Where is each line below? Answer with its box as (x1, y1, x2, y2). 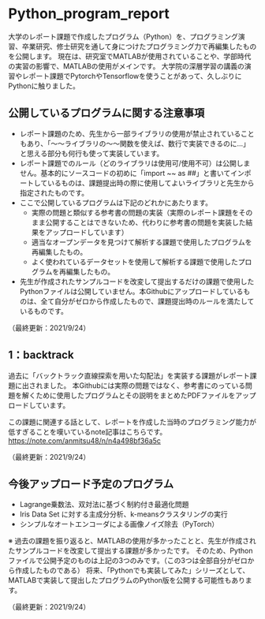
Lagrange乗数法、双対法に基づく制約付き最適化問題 (19, 500, 189, 509)
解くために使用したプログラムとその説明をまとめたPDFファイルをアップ (21, 390, 256, 400)
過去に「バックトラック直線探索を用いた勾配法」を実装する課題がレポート (8, 371, 250, 380)
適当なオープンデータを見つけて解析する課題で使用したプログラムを (31, 237, 252, 247)
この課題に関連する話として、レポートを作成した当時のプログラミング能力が (8, 417, 256, 427)
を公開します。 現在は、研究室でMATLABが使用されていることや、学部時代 (8, 51, 252, 61)
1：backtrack (8, 349, 74, 362)
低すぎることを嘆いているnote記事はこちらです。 (8, 427, 167, 436)
